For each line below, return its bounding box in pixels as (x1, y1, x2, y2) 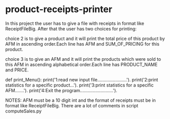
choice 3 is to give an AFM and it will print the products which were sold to (5, 56, 161, 62)
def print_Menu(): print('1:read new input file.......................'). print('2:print (5, 76, 158, 83)
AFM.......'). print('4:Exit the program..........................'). (5, 87, 118, 93)
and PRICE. (5, 67, 29, 73)
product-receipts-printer (5, 4, 113, 15)
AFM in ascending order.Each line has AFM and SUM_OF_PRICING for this (5, 41, 160, 47)
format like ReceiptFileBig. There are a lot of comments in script (5, 102, 139, 108)
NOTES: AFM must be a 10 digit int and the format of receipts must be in (5, 97, 156, 103)
